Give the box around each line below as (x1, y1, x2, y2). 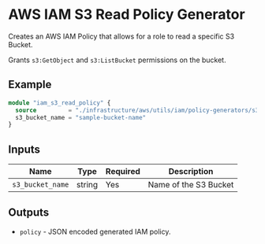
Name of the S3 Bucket (147, 179, 234, 190)
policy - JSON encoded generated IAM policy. (19, 227, 171, 236)
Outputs (8, 206, 50, 220)
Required (105, 166, 140, 177)
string (76, 179, 99, 190)
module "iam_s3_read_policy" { (8, 98, 111, 107)
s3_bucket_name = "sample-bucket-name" (15, 113, 147, 121)
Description (168, 166, 214, 177)
